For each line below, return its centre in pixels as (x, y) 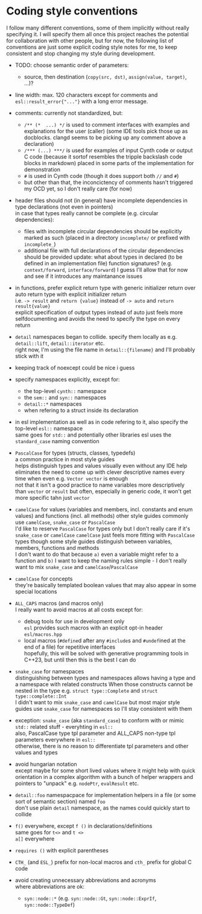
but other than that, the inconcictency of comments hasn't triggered (108, 182)
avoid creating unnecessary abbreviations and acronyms (85, 880)
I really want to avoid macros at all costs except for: (79, 610)
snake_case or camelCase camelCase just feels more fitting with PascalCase (105, 535)
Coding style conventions (72, 11)
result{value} (33, 306)
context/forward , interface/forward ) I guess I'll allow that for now (106, 269)
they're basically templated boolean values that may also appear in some (106, 585)
